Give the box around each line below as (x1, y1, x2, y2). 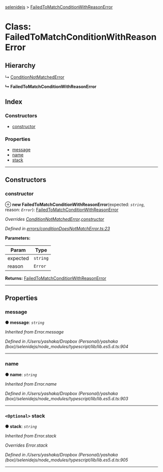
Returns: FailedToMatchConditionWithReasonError (5, 275, 107, 281)
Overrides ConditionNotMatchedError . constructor (5, 216, 104, 222)
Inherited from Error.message (5, 329, 64, 335)
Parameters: (5, 235, 31, 241)
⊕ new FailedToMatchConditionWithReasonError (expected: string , (5, 201, 145, 207)
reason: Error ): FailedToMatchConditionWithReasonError (5, 207, 119, 213)
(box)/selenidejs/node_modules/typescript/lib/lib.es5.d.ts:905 (5, 457, 129, 463)
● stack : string (5, 423, 37, 429)
